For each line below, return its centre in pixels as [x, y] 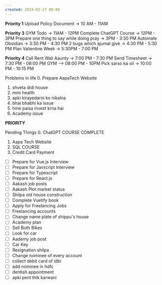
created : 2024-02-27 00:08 [32, 10]
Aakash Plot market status [38, 189]
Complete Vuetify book [35, 200]
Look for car [24, 233]
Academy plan [27, 222]
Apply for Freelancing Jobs [39, 206]
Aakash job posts [30, 183]
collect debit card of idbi [37, 261]
